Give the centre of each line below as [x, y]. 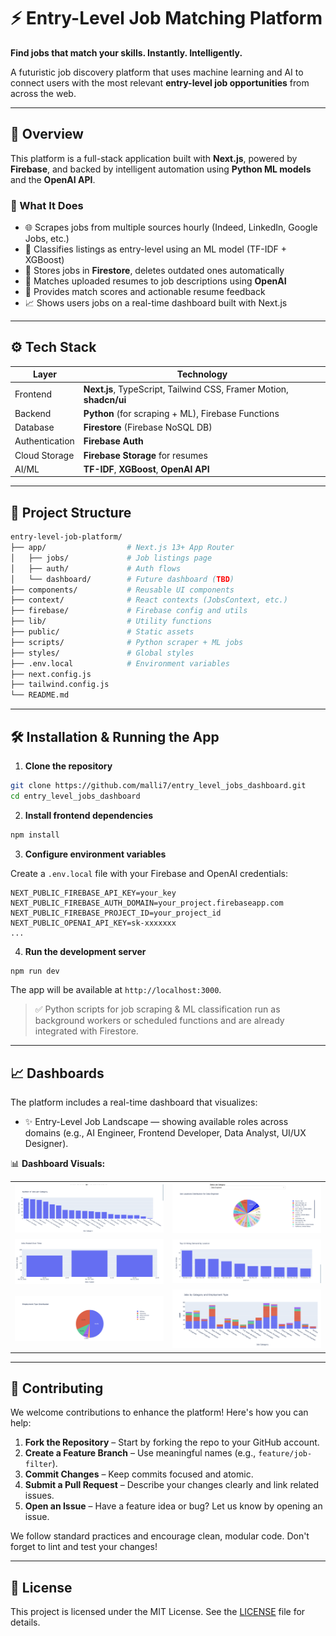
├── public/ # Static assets [102, 632]
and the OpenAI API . [53, 179]
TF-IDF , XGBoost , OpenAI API [146, 469]
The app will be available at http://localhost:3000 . [116, 990]
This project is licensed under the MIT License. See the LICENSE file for [158, 1612]
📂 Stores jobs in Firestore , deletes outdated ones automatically [154, 271]
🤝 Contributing [57, 1388]
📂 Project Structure [71, 512]
